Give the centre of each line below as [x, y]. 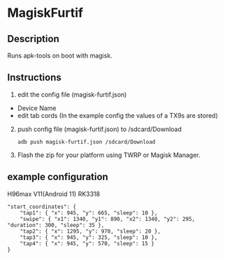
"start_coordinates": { [42, 207]
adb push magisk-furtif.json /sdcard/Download [86, 142]
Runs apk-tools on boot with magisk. [60, 55]
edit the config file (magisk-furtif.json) [72, 94]
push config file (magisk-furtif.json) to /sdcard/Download [99, 129]
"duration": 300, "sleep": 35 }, [56, 225]
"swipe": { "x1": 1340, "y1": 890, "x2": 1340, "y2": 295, [108, 219]
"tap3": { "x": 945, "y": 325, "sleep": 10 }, [89, 237]
